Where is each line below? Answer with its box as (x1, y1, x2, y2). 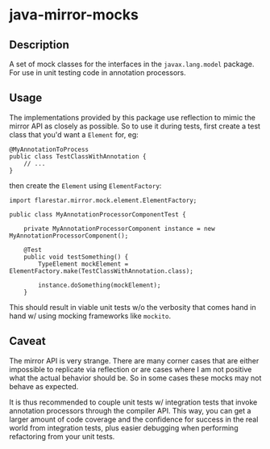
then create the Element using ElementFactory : (9, 180, 162, 191)
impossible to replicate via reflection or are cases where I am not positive (9, 364, 252, 374)
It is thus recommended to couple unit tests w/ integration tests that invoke (9, 397, 258, 407)
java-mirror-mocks (9, 6, 139, 24)
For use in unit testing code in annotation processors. (9, 68, 186, 78)
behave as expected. (9, 381, 79, 391)
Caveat (9, 334, 47, 348)
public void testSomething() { (23, 253, 129, 261)
